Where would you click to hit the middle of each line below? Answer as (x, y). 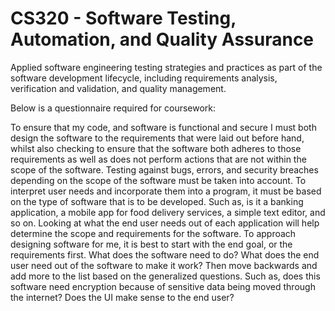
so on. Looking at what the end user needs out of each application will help (165, 223)
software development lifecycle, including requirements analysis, (144, 78)
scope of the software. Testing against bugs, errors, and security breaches (164, 169)
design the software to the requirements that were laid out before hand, (157, 138)
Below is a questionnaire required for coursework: (113, 108)
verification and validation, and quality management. (118, 88)
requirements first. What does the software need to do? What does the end (165, 254)
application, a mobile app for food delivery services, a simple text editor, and (168, 212)
